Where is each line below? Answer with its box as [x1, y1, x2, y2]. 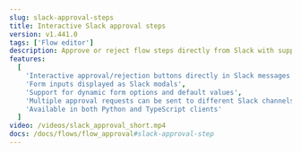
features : [9, 55, 47, 63]
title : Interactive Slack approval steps [9, 21, 167, 30]
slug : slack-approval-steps [9, 13, 115, 22]
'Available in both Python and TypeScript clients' [25, 105, 222, 114]
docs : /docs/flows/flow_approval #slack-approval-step [9, 130, 215, 139]
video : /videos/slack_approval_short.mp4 [9, 122, 167, 131]
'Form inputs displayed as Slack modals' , [25, 80, 186, 89]
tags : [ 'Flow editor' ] [9, 38, 94, 47]
